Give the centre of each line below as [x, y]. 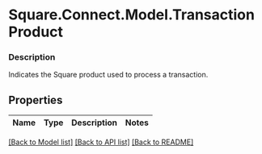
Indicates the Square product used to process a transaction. [108, 75]
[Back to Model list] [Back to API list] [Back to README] [101, 142]
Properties [36, 100]
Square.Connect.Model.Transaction [131, 15]
